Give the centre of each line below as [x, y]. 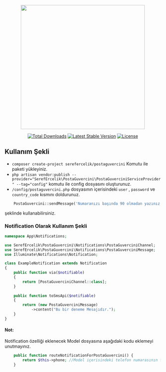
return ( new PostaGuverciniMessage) [60, 305]
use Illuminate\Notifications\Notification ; [51, 254]
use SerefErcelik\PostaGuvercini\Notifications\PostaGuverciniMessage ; [80, 250]
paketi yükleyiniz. [29, 169]
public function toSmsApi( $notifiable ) [55, 296]
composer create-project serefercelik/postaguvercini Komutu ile [80, 163]
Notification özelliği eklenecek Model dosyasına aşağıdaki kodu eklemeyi [79, 341]
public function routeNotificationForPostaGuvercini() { [74, 356]
